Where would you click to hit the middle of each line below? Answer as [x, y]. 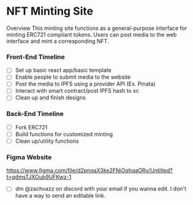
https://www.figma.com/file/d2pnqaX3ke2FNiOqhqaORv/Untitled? [90, 171]
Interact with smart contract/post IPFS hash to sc [77, 91]
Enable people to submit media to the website [73, 77]
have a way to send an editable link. [60, 196]
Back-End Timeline [35, 114]
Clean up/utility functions [47, 141]
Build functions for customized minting [64, 134]
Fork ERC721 [31, 127]
